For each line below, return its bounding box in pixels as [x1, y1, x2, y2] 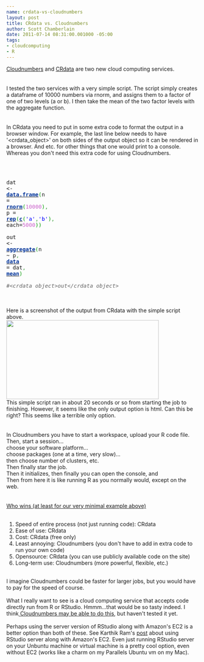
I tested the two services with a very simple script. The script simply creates [6, 85, 198, 92]
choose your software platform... [6, 444, 88, 451]
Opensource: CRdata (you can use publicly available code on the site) [15, 552, 191, 560]
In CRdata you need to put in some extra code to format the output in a [6, 123, 184, 131]
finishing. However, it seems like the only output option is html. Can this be [6, 405, 194, 413]
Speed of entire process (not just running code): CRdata [15, 520, 157, 528]
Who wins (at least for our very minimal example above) [6, 502, 146, 509]
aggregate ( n [6, 246, 42, 253]
